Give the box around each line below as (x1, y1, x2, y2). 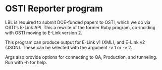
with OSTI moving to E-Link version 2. (5, 30, 83, 35)
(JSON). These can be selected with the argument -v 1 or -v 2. (5, 44, 133, 50)
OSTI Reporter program (5, 3, 103, 14)
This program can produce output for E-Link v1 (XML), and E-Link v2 (5, 39, 145, 45)
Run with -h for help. (5, 59, 47, 65)
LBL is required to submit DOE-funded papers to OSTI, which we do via (5, 19, 151, 25)
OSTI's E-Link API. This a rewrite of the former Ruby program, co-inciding (5, 24, 156, 30)
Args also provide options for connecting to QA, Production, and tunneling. (5, 54, 158, 60)
